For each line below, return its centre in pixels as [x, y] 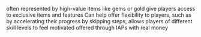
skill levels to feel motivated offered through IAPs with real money [87, 27]
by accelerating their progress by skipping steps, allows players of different [100, 21]
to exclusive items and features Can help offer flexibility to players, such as [99, 15]
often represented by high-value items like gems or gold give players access [101, 9]
